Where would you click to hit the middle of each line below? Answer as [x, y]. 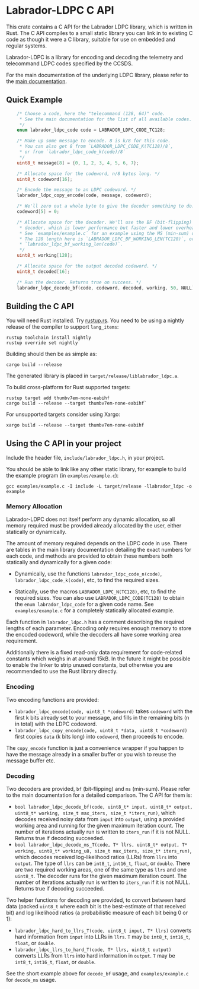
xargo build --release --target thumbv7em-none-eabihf [75, 425]
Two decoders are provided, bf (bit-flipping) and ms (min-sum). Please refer [98, 789]
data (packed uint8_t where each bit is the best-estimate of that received [96, 907]
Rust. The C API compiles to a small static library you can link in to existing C [99, 33]
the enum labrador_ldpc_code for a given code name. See [84, 604]
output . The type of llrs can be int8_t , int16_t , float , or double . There [102, 863]
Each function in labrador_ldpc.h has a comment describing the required [95, 622]
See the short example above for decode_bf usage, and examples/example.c [97, 974]
